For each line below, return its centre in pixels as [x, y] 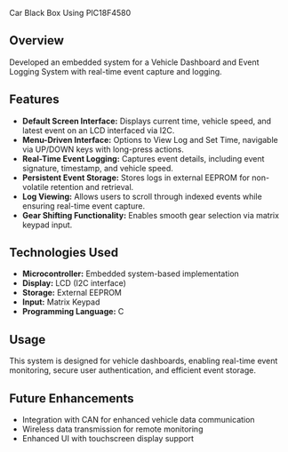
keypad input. [47, 225]
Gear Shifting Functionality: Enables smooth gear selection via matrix [151, 215]
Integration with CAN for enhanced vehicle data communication [138, 420]
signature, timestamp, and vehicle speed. [97, 168]
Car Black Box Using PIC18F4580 [70, 13]
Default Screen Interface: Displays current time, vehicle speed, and [147, 121]
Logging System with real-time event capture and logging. [116, 71]
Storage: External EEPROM [72, 293]
